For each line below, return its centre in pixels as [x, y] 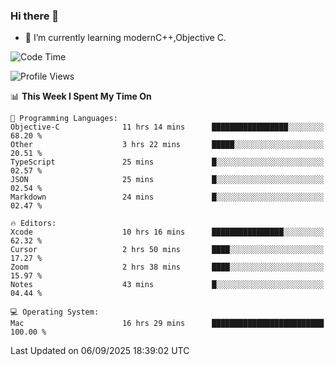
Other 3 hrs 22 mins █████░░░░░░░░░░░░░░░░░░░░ [167, 145]
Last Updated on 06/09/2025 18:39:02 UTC [100, 351]
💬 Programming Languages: [64, 119]
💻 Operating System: [55, 312]
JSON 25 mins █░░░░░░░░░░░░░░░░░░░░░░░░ [167, 180]
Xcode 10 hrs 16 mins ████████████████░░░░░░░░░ [167, 232]
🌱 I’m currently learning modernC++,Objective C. [125, 38]
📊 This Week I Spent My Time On [81, 96]
